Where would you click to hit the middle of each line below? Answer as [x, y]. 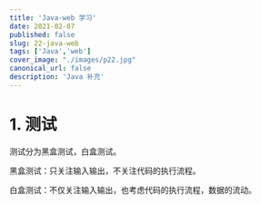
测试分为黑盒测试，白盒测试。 [65, 151]
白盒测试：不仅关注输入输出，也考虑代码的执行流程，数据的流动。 [133, 189]
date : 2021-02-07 [42, 26]
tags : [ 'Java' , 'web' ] [50, 52]
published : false [42, 34]
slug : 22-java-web [44, 43]
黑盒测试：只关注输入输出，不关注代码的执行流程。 [105, 170]
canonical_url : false [50, 69]
